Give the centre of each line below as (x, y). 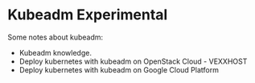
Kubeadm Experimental (88, 15)
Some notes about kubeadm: (56, 37)
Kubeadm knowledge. (55, 52)
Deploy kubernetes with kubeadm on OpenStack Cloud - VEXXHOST (133, 61)
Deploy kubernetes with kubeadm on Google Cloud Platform (119, 69)
